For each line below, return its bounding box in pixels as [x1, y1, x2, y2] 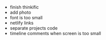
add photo [9, 9, 31, 15]
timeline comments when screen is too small [9, 31, 101, 36]
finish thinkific [9, 4, 39, 10]
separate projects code [9, 25, 58, 31]
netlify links [9, 20, 34, 26]
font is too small [9, 15, 43, 20]
